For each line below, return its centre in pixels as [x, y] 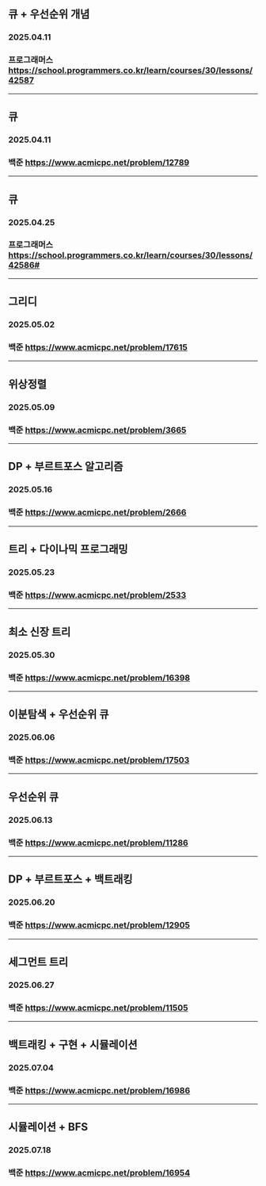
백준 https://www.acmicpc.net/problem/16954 [99, 1173]
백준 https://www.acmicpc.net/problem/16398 [99, 678]
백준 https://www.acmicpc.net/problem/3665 [97, 430]
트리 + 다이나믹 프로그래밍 [68, 549]
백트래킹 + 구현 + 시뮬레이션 [73, 1044]
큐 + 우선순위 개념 [49, 14]
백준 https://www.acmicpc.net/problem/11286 [98, 843]
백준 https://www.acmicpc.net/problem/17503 [99, 760]
